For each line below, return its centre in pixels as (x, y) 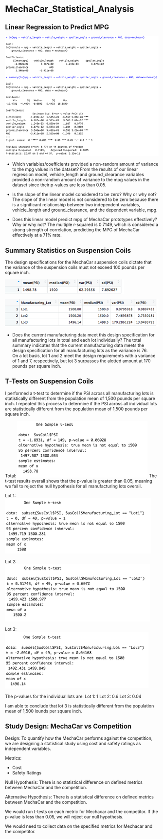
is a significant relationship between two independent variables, (76, 205)
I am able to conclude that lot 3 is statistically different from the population (80, 706)
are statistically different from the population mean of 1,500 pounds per (76, 409)
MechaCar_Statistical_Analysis (70, 9)
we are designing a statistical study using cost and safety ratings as (73, 743)
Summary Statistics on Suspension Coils (68, 250)
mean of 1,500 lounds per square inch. (44, 711)
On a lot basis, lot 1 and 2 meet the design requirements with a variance (84, 355)
